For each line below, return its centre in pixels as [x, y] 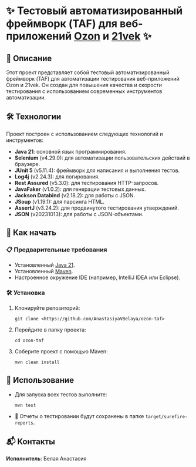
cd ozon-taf [29, 340]
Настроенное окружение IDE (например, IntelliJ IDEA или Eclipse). [97, 277]
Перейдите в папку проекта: [50, 329]
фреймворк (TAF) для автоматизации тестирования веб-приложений [93, 79]
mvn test [25, 405]
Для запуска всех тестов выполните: [61, 394]
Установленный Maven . [44, 271]
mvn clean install [37, 362]
